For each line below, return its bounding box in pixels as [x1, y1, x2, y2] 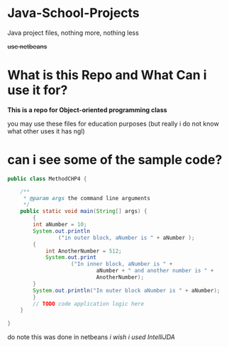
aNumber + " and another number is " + [96, 268, 214, 275]
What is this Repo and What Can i [7, 67, 207, 83]
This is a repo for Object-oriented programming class [7, 105, 168, 114]
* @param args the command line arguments [23, 194, 151, 202]
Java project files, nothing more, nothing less [7, 28, 140, 37]
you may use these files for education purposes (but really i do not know [7, 119, 220, 128]
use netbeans [7, 42, 48, 50]
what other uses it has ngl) [7, 126, 85, 136]
